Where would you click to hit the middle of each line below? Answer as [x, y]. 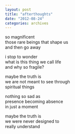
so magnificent [20, 37]
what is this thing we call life [33, 62]
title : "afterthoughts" [29, 14]
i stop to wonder [21, 57]
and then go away [23, 47]
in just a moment [22, 107]
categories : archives [27, 23]
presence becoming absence [34, 102]
